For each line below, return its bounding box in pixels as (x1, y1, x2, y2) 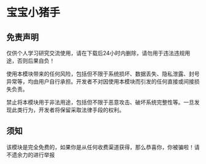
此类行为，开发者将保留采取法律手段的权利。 (11, 106, 124, 114)
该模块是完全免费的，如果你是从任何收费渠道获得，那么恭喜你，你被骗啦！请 (6, 143, 200, 150)
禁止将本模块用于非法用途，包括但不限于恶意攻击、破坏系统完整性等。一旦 (6, 99, 194, 106)
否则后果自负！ (17, 57, 55, 64)
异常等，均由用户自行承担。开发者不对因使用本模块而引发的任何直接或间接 (6, 78, 194, 85)
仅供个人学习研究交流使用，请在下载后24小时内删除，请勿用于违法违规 (6, 50, 185, 57)
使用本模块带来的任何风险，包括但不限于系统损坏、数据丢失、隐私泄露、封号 (6, 70, 200, 77)
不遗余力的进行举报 (6, 151, 55, 158)
